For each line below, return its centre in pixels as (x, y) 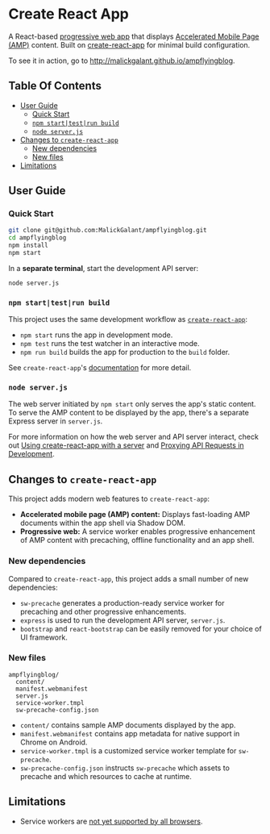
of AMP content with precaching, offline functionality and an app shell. (137, 540)
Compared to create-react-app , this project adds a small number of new (129, 578)
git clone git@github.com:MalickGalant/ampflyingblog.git (108, 231)
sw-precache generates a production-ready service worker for (122, 603)
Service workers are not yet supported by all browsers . (111, 821)
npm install (28, 246)
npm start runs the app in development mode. (96, 335)
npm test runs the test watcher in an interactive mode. (110, 344)
